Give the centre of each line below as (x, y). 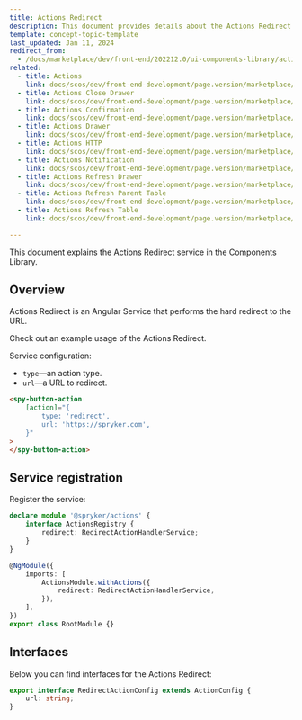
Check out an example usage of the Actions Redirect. (108, 338)
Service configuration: (50, 355)
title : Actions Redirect (56, 18)
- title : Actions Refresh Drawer (80, 176)
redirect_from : (38, 51)
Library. (23, 261)
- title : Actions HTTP (60, 143)
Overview (37, 290)
